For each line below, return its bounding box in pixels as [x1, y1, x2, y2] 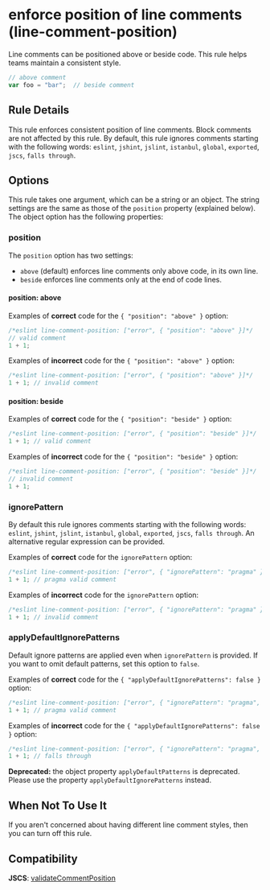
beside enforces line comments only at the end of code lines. [19, 274, 223, 284]
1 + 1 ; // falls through [8, 752, 92, 760]
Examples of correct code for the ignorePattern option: [8, 553, 193, 562]
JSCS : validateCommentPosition [8, 873, 117, 883]
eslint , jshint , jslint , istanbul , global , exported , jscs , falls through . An [8, 529, 255, 538]
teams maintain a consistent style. [8, 58, 121, 68]
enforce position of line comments [8, 6, 243, 24]
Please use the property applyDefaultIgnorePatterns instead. [8, 775, 211, 785]
